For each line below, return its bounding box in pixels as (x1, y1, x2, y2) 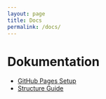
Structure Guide (17, 84, 64, 93)
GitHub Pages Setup (17, 77, 77, 85)
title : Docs (7, 17, 42, 24)
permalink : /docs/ (7, 23, 61, 30)
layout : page (7, 10, 46, 18)
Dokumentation (7, 53, 100, 70)
